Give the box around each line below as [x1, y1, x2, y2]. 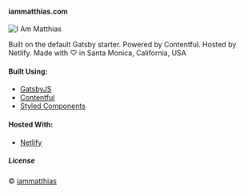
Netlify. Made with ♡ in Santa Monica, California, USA [8, 48, 186, 58]
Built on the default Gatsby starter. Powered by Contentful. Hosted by [8, 40, 237, 50]
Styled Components [19, 101, 86, 111]
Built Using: [8, 66, 48, 76]
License [8, 156, 36, 166]
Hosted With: [8, 120, 54, 129]
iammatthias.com [8, 6, 68, 16]
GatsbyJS [19, 84, 52, 94]
